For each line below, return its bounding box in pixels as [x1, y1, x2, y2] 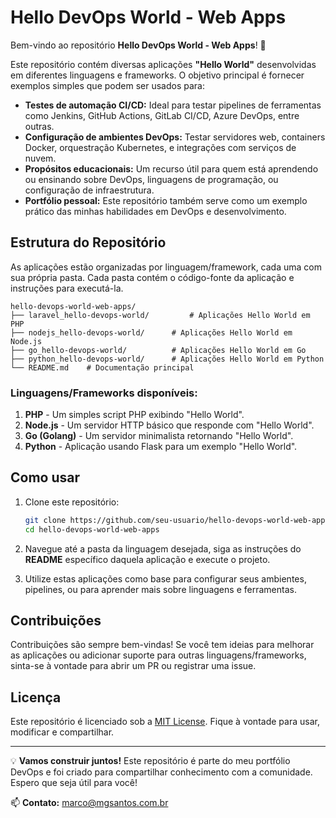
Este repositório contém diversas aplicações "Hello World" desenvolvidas [10, 58, 317, 70]
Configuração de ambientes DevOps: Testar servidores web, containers [24, 131, 326, 143]
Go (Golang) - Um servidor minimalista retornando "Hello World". [24, 430, 294, 442]
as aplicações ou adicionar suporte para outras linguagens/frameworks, [10, 649, 307, 661]
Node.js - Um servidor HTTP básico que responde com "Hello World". [24, 419, 315, 431]
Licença [10, 689, 62, 706]
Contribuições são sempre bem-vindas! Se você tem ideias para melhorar [10, 639, 315, 651]
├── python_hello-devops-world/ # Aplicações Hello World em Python [10, 354, 325, 364]
